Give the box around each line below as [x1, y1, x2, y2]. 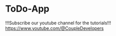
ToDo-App [5, 3, 49, 15]
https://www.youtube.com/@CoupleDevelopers [5, 25, 104, 31]
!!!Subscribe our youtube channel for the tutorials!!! [5, 20, 111, 26]
